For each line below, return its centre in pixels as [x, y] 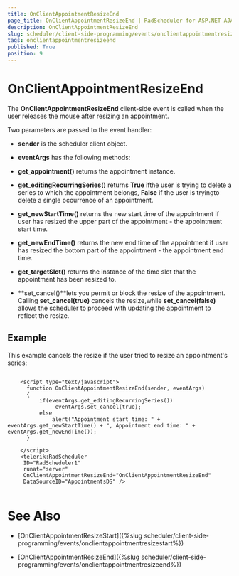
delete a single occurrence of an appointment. [85, 200]
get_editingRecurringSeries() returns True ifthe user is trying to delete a [125, 185]
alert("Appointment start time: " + [106, 419]
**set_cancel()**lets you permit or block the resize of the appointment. [121, 293]
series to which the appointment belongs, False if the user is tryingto [118, 192]
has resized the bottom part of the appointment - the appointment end [121, 250]
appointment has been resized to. [67, 279]
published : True [31, 47]
